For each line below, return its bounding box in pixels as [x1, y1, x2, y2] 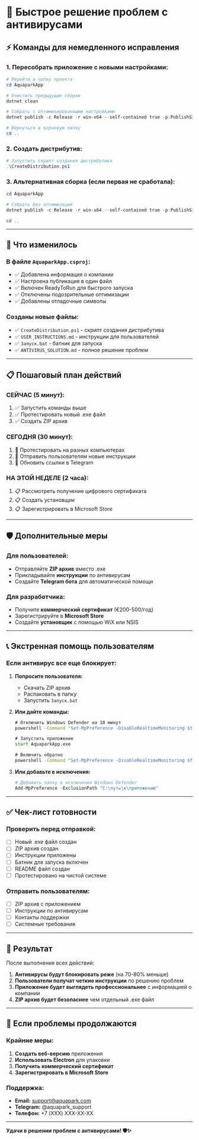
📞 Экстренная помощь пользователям [6, 641, 155, 651]
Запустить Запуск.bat [23, 696, 78, 704]
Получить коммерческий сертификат [14, 1062, 114, 1069]
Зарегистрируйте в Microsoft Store [14, 612, 104, 619]
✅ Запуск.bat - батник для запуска [14, 340, 102, 347]
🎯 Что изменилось [6, 240, 78, 250]
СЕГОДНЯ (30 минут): [6, 433, 73, 441]
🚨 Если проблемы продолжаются [6, 1019, 137, 1029]
